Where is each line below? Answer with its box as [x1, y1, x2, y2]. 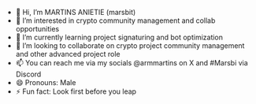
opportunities [15, 24, 60, 33]
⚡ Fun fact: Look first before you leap [15, 87, 136, 96]
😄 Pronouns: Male [15, 78, 76, 87]
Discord [15, 69, 42, 79]
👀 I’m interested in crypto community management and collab [15, 16, 216, 25]
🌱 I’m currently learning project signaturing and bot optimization [15, 32, 223, 42]
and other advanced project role [15, 50, 121, 58]
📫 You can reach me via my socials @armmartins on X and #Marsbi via [15, 58, 248, 67]
